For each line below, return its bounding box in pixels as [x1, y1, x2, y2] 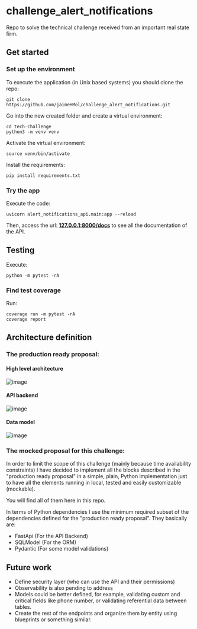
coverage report [6, 317, 46, 323]
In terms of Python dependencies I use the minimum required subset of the [6, 508, 189, 516]
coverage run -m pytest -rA [6, 311, 76, 317]
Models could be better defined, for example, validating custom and [14, 591, 180, 598]
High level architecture [6, 365, 63, 372]
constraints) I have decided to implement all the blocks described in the [6, 466, 180, 473]
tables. [14, 603, 31, 611]
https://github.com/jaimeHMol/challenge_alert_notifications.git [6, 102, 170, 108]
